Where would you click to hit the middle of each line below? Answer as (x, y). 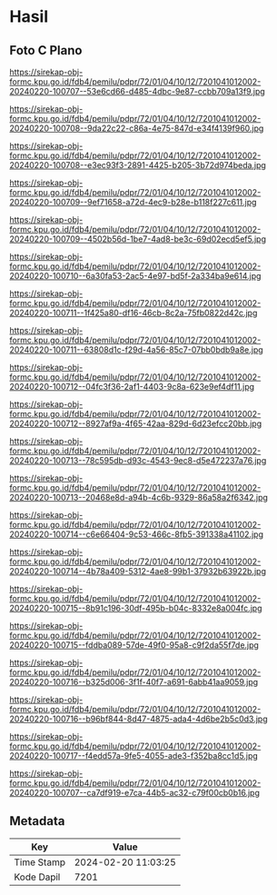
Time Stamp (40, 862)
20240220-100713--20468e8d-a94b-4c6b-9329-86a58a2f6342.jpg (138, 497)
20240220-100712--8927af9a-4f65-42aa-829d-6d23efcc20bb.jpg (135, 423)
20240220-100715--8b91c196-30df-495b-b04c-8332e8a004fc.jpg (136, 608)
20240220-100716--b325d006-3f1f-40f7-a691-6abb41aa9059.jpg (134, 682)
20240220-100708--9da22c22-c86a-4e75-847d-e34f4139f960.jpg (137, 128)
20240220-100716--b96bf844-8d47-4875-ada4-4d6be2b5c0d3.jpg (138, 719)
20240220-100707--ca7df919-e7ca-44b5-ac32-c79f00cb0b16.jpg (135, 793)
